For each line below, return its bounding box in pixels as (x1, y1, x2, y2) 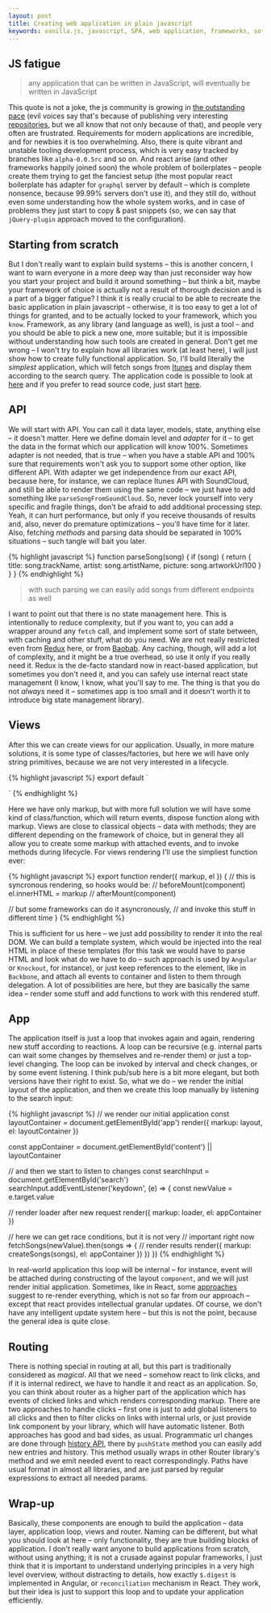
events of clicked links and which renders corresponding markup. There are (8, 1396, 261, 1406)
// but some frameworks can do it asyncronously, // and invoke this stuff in (8, 904, 256, 914)
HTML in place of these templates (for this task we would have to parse (8, 946, 246, 955)
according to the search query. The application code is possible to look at (8, 371, 253, 380)
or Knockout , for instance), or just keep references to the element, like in (8, 963, 247, 972)
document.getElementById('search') (8, 1175, 129, 1185)
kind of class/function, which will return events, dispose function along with (8, 812, 260, 822)
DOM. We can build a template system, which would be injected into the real (8, 937, 262, 946)
